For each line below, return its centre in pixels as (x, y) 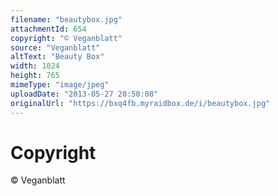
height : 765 (35, 76)
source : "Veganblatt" (55, 47)
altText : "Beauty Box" (57, 57)
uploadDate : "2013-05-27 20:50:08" (84, 94)
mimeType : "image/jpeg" (60, 85)
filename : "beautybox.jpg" (66, 19)
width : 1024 (35, 66)
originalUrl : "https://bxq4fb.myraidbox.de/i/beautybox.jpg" (140, 103)
